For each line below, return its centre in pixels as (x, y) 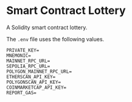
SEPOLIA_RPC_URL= (28, 66)
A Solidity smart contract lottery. (47, 27)
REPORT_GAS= (21, 93)
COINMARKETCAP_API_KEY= (36, 87)
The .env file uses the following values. (55, 39)
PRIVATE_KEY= (23, 50)
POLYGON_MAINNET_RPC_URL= (39, 71)
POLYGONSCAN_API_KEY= (34, 82)
